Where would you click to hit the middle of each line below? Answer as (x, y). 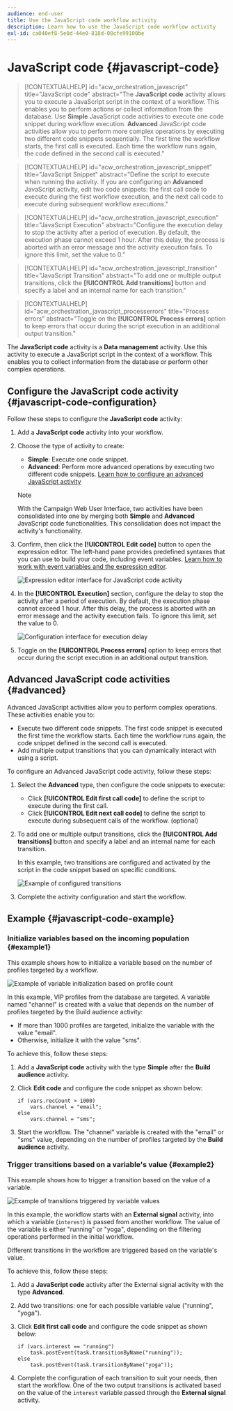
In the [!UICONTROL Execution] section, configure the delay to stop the (120, 594)
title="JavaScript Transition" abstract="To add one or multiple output (122, 275)
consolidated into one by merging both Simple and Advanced (106, 516)
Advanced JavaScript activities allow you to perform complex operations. (112, 707)
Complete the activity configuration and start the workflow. (102, 897)
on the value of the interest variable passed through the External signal (121, 1392)
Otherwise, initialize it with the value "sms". (79, 1040)
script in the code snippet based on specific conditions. (97, 869)
